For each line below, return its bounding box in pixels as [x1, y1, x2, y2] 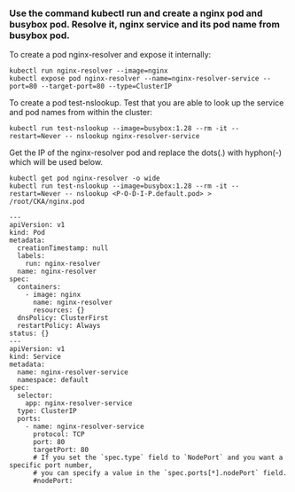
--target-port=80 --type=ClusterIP [41, 82, 173, 91]
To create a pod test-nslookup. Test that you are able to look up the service [9, 98, 284, 108]
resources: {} [32, 306, 86, 315]
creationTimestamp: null [17, 244, 109, 253]
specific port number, [9, 461, 93, 470]
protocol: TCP [32, 430, 86, 439]
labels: [17, 252, 46, 261]
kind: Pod [9, 229, 46, 238]
